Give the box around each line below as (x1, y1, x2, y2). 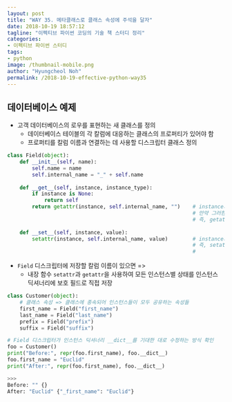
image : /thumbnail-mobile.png (7, 61, 95, 68)
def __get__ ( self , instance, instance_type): (19, 184, 153, 191)
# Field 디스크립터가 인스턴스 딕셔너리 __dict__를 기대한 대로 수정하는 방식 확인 (7, 337, 214, 344)
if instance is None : (32, 190, 95, 197)
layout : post (7, 10, 45, 17)
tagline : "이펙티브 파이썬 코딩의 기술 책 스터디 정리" (7, 29, 145, 37)
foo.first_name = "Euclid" (7, 356, 85, 363)
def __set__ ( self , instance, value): (19, 229, 128, 236)
